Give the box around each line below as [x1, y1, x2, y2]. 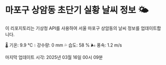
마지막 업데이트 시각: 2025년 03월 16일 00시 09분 [5, 54, 103, 60]
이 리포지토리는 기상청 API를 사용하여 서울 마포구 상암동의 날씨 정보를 [5, 25, 140, 31]
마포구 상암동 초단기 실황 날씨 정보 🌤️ [5, 4, 149, 16]
